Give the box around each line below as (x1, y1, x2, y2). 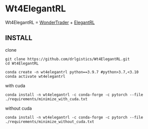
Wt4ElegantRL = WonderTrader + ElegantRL (5, 19, 95, 25)
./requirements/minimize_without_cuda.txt (5, 119, 94, 124)
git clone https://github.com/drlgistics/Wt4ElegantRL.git (5, 57, 130, 62)
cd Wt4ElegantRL (5, 61, 39, 66)
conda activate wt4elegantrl (5, 74, 66, 79)
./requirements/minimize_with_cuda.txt (5, 96, 88, 102)
